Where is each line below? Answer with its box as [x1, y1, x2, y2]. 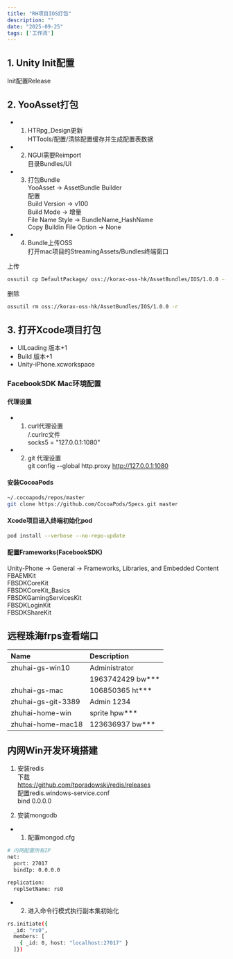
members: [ [13, 933, 45, 940]
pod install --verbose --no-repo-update [7, 532, 126, 539]
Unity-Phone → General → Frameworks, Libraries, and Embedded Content [7, 564, 219, 572]
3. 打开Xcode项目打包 [7, 324, 102, 336]
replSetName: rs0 [13, 885, 64, 892]
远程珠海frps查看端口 [7, 630, 99, 642]
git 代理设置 [27, 453, 62, 462]
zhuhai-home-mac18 [10, 719, 83, 729]
